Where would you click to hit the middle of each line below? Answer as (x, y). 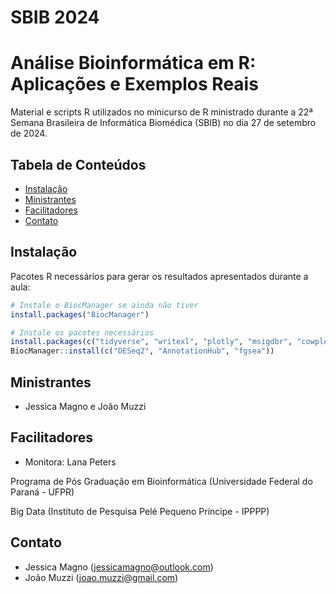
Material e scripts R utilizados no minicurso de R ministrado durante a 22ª (161, 112)
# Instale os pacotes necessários (82, 332)
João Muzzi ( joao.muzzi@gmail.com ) (101, 577)
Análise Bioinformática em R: (133, 63)
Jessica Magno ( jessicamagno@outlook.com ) (119, 567)
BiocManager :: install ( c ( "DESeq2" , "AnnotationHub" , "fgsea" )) (142, 351)
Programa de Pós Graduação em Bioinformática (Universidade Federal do (161, 481)
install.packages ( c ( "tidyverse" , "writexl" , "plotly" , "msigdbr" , (151, 342)
